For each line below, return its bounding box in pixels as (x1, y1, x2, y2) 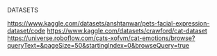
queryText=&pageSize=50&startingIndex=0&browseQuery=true (7, 41, 190, 49)
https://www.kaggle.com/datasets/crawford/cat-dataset (47, 27, 207, 35)
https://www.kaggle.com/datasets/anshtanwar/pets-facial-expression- (7, 19, 210, 27)
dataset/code (7, 27, 46, 35)
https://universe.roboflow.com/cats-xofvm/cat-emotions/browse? (7, 34, 195, 42)
